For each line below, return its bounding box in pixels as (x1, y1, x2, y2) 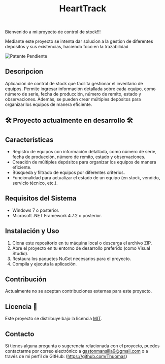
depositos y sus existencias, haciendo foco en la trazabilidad (5, 43, 129, 49)
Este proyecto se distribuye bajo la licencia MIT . (5, 316, 102, 322)
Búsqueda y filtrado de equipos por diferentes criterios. (12, 169, 125, 175)
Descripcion (5, 67, 43, 76)
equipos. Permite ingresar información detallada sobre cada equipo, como (5, 86, 156, 92)
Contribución (5, 275, 47, 283)
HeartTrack (59, 3, 107, 14)
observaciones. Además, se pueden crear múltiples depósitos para (5, 96, 141, 102)
